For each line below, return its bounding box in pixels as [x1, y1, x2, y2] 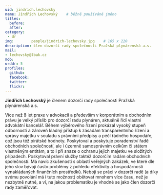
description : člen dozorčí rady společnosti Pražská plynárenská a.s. [5, 43, 152, 48]
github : [9, 71, 25, 75]
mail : [5, 48, 16, 53]
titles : [5, 16, 21, 21]
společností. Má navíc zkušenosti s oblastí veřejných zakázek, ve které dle [5, 159, 155, 164]
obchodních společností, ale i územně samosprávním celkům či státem [5, 143, 147, 149]
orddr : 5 [5, 61, 23, 66]
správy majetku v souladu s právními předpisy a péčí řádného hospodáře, [5, 132, 153, 139]
